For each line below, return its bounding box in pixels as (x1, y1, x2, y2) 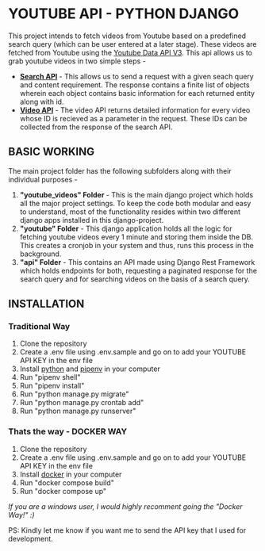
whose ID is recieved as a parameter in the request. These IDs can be (19, 113, 248, 123)
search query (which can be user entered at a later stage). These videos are (8, 39, 257, 48)
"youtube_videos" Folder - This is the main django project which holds (19, 189, 254, 199)
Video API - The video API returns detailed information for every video (19, 105, 251, 115)
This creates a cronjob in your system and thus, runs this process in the (19, 240, 254, 250)
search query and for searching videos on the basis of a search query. (19, 274, 250, 284)
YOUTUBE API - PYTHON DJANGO (8, 5, 240, 23)
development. (8, 534, 53, 543)
